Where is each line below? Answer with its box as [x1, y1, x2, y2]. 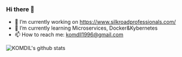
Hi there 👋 [6, 5, 35, 13]
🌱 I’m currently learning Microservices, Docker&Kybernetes [14, 24, 158, 31]
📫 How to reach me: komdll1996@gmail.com [14, 31, 124, 38]
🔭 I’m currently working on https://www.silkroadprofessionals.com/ [14, 19, 176, 26]
